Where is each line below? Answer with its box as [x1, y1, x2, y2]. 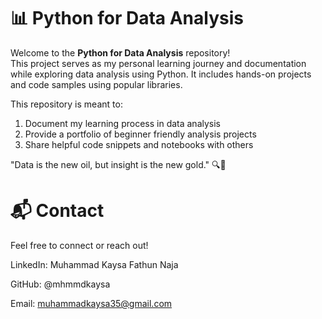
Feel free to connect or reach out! [10, 239, 149, 251]
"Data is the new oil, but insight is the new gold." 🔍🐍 [10, 158, 227, 170]
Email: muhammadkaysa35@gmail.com [10, 297, 173, 309]
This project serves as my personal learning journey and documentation [10, 57, 307, 69]
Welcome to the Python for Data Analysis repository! [10, 46, 231, 59]
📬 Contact [10, 200, 105, 222]
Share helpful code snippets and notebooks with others [24, 138, 254, 150]
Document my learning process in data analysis [24, 117, 222, 129]
